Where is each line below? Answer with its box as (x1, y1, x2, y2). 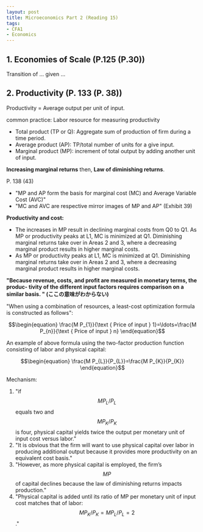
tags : (6, 20, 20, 26)
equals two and (15, 408, 54, 415)
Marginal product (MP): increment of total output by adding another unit (15, 147, 196, 154)
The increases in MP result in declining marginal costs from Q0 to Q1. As (15, 226, 197, 233)
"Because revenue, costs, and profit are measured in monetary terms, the (6, 276, 197, 284)
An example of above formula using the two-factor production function (6, 339, 184, 347)
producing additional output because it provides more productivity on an (15, 448, 198, 455)
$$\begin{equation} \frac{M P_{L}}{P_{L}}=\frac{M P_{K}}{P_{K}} (20, 358, 185, 365)
